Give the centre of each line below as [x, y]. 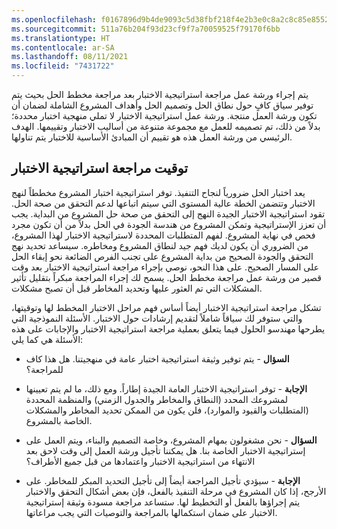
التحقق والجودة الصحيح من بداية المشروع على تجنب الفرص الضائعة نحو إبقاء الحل [162, 256]
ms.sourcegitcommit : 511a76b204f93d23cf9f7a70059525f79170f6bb [146, 29]
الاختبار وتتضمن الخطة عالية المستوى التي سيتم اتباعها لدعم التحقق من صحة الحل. [163, 203]
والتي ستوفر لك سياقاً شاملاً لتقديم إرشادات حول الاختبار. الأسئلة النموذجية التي [157, 318]
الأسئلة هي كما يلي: [47, 339]
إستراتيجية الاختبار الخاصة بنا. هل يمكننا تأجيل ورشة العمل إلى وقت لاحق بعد [165, 450]
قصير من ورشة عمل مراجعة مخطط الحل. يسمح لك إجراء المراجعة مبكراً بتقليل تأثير [166, 277]
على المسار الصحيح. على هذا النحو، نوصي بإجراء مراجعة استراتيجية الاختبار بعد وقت [165, 267]
